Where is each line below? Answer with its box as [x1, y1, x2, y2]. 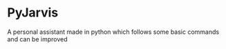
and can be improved [7, 35, 68, 43]
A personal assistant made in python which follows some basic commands [7, 28, 220, 36]
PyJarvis [7, 5, 59, 21]
